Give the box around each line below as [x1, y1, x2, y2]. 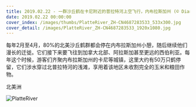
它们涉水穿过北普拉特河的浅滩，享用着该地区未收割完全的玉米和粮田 [16, 64, 180, 71]
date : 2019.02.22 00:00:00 [6, 14, 72, 20]
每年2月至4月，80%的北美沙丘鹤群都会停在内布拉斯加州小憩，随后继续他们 [6, 42, 188, 49]
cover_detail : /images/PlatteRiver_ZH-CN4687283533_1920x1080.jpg [6, 25, 171, 31]
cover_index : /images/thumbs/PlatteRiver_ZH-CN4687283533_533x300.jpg [6, 19, 181, 25]
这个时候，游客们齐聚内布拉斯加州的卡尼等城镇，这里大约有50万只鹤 [10, 56, 176, 63]
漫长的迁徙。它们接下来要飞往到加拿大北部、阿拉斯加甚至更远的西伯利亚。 [6, 49, 185, 56]
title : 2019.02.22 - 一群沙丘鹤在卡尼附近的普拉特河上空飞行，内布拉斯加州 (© [6, 8, 179, 15]
